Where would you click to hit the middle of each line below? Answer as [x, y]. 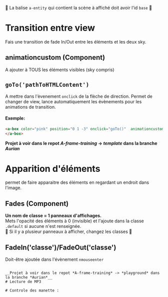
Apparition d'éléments [53, 169]
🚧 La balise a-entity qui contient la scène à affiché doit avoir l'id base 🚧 [79, 8]
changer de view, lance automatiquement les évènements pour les [73, 101]
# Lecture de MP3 [23, 282]
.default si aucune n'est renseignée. [43, 226]
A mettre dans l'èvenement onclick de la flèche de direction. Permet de [79, 96]
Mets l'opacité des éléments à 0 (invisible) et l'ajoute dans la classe [74, 221]
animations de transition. [30, 107]
